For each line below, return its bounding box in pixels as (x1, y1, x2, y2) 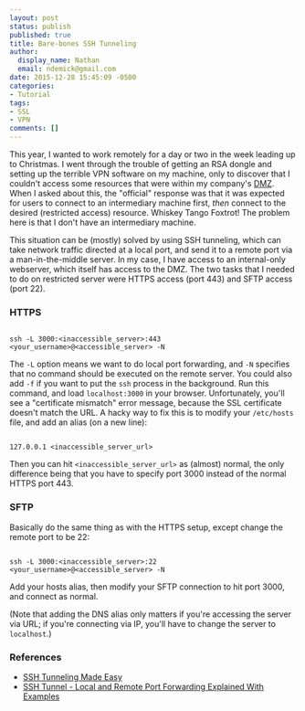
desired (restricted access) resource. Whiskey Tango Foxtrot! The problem (9, 207, 290, 218)
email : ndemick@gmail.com (17, 65, 117, 74)
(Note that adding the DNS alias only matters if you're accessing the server (9, 609, 292, 620)
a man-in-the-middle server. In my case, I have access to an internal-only (9, 254, 286, 265)
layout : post (9, 13, 59, 23)
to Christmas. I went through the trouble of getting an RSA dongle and (9, 159, 272, 169)
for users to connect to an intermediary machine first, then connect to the (9, 197, 286, 208)
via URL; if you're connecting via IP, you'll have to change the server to (9, 618, 277, 629)
